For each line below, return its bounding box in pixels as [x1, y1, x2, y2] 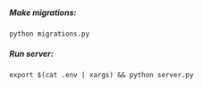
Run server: [9, 48, 54, 59]
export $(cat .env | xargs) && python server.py [9, 70, 194, 79]
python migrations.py [9, 29, 90, 38]
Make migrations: [9, 7, 77, 18]
